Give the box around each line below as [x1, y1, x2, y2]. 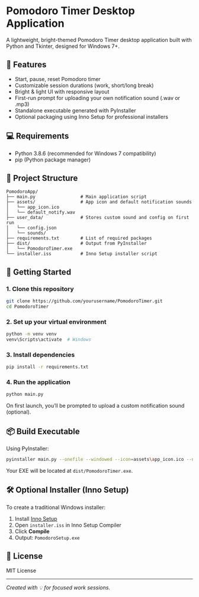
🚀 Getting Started [6, 267, 72, 277]
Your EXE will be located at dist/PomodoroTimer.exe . [6, 467, 133, 474]
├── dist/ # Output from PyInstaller [6, 241, 147, 247]
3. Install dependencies [6, 350, 75, 359]
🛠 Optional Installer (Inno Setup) [6, 485, 129, 495]
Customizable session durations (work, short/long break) [14, 82, 154, 89]
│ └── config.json [6, 225, 57, 231]
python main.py [6, 392, 44, 398]
